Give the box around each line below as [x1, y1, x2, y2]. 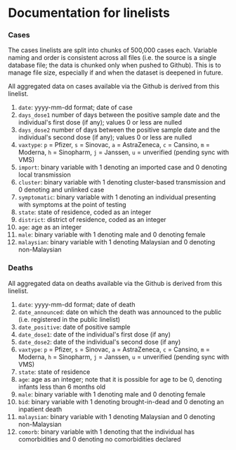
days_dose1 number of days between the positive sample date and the [18, 111, 221, 119]
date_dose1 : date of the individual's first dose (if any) [18, 330, 171, 339]
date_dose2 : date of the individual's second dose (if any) [18, 337, 181, 346]
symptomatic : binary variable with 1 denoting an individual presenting [18, 193, 216, 201]
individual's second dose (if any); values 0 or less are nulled [18, 133, 192, 142]
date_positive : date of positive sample [18, 323, 131, 331]
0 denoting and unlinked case [18, 185, 105, 194]
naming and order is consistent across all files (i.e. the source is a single [8, 54, 217, 62]
